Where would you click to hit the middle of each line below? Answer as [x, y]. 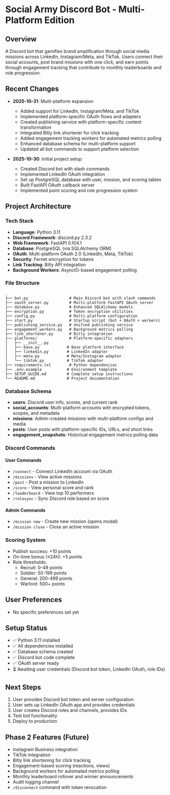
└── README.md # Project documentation [62, 378]
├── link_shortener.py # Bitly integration [59, 334]
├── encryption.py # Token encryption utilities [69, 311]
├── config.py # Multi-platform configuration [72, 316]
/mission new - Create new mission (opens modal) [65, 521]
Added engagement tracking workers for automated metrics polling [91, 138]
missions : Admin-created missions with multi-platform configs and [83, 418]
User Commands [23, 460]
